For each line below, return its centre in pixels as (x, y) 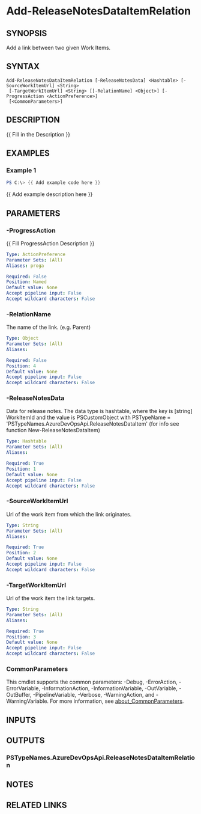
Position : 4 (21, 366)
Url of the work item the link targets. (51, 598)
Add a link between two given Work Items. (58, 47)
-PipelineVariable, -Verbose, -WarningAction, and (94, 695)
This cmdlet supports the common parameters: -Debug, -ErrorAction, (92, 682)
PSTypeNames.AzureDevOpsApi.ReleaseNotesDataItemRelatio (100, 757)
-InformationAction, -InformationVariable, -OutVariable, (110, 688)
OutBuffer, (19, 695)
